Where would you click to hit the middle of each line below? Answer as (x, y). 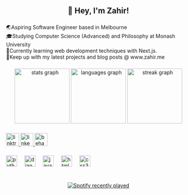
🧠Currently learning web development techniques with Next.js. (81, 51)
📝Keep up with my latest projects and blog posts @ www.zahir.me (86, 57)
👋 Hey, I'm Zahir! (98, 11)
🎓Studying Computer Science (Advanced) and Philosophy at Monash (91, 36)
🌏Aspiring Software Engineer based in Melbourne (67, 28)
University (18, 45)
